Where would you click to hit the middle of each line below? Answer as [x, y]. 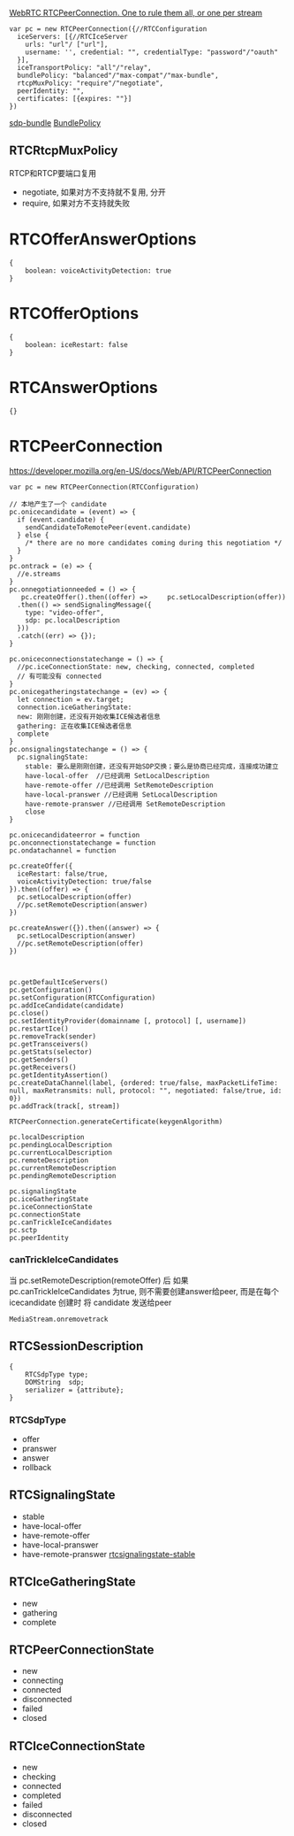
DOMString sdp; [55, 1382]
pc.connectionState [45, 1215]
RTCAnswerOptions [84, 387]
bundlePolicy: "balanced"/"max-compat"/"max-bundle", [118, 75]
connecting [42, 1680]
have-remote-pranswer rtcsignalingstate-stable [109, 1554]
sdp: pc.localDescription [73, 620]
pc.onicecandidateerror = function [75, 835]
